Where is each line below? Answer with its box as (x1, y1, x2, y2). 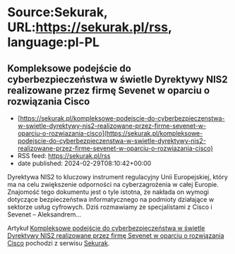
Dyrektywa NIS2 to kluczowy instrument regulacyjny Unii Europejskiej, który (7, 173, 228, 181)
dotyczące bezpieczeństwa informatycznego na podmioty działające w (7, 195, 215, 203)
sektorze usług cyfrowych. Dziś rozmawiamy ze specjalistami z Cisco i (7, 202, 213, 211)
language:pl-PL (7, 35, 100, 50)
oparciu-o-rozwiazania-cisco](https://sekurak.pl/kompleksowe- (17, 129, 203, 138)
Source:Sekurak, (7, 4, 108, 20)
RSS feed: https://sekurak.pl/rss (17, 152, 111, 159)
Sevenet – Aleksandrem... (7, 210, 82, 219)
